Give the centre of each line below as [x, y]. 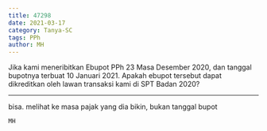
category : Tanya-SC [41, 30]
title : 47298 [30, 15]
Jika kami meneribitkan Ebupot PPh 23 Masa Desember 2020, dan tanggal [130, 67]
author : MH [26, 45]
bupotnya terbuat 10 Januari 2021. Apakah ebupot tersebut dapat [115, 76]
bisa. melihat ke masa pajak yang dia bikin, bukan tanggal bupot [113, 107]
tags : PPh [25, 37]
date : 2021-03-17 [37, 23]
